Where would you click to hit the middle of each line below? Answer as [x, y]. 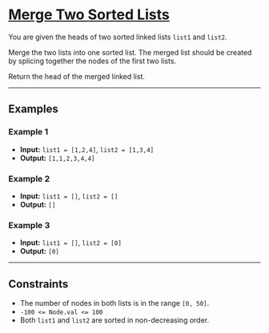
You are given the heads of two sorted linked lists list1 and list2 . [118, 37]
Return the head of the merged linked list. [77, 76]
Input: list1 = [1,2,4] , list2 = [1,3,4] [87, 149]
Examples [33, 109]
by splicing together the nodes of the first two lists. [92, 61]
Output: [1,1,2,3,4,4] [57, 158]
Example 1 [28, 132]
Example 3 [29, 225]
